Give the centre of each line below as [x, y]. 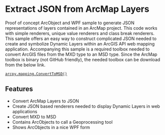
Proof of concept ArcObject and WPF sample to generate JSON [70, 23]
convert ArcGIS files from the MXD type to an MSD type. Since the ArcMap [81, 54]
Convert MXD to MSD [34, 117]
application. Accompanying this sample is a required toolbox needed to [77, 49]
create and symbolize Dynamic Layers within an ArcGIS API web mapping [80, 44]
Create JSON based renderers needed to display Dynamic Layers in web [86, 106]
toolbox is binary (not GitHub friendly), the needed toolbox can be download [83, 59]
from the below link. [25, 65]
